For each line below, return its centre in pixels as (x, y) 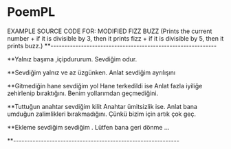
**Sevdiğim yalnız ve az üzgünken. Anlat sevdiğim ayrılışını (91, 72)
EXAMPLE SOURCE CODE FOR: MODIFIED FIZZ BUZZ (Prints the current (110, 31)
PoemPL (31, 12)
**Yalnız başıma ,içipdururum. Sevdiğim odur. (72, 59)
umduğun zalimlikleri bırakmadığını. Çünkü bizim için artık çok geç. (102, 114)
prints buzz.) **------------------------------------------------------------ (112, 46)
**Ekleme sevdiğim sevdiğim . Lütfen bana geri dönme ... (88, 127)
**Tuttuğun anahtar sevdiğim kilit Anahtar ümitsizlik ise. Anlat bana (102, 106)
